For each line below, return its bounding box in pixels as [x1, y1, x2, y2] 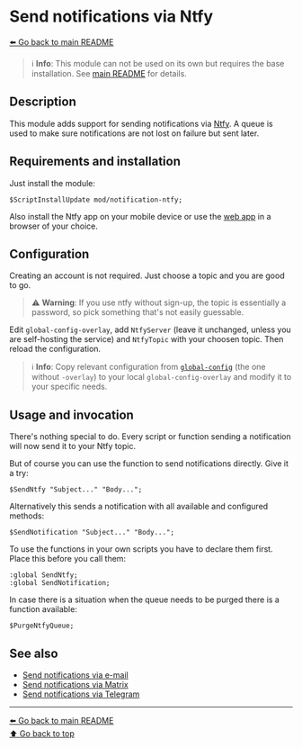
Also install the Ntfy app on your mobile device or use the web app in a [9, 211, 271, 221]
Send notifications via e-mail [22, 670, 129, 680]
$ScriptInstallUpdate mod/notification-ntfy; [9, 195, 182, 204]
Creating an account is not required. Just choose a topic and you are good [9, 270, 285, 281]
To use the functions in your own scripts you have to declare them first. [9, 544, 273, 554]
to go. [9, 280, 31, 291]
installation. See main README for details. [31, 68, 187, 78]
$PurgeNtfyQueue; [9, 621, 75, 631]
